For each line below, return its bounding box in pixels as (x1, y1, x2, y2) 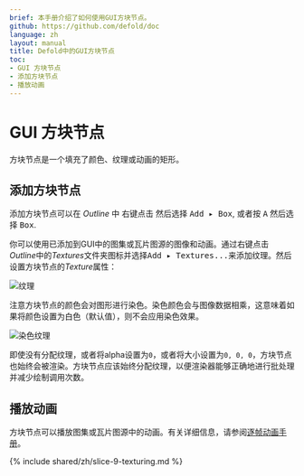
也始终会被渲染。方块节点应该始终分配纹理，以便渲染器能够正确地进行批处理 (9, 360, 295, 371)
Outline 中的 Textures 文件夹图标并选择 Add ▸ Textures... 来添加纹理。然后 (9, 250, 292, 261)
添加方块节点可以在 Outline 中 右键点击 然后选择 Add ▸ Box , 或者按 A (9, 209, 269, 219)
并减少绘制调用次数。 (9, 372, 89, 383)
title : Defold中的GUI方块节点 (9, 47, 115, 56)
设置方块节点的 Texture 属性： (9, 261, 118, 272)
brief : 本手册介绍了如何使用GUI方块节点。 (9, 13, 151, 23)
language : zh (9, 30, 59, 39)
